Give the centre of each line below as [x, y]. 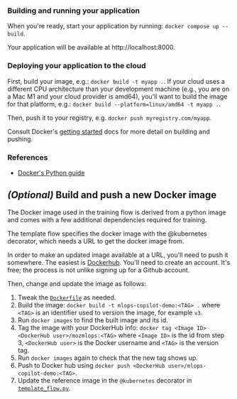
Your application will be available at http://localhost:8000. [92, 48]
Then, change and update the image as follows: [77, 283]
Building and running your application [74, 11]
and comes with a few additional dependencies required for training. [107, 219]
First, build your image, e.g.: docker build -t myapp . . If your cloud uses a [116, 81]
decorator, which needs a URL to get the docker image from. [96, 241]
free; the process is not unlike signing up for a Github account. [99, 270]
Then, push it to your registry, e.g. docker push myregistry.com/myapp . [110, 117]
